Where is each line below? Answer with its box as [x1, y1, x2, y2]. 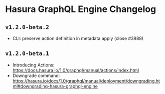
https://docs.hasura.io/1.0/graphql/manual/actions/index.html [12, 67, 139, 73]
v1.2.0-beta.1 [5, 50, 49, 57]
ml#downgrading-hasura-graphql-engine [12, 83, 98, 89]
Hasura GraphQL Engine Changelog [5, 3, 156, 15]
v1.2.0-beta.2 [5, 23, 49, 30]
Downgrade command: [12, 72, 60, 78]
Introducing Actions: [12, 61, 55, 68]
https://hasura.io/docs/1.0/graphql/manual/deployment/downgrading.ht [12, 77, 160, 83]
